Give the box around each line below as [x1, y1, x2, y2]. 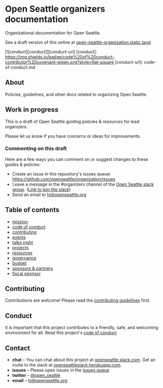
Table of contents [5, 206, 59, 214]
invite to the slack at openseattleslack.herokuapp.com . [12, 362, 122, 368]
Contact [5, 344, 30, 352]
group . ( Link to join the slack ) [12, 186, 71, 192]
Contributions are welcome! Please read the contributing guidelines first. [5, 297, 151, 303]
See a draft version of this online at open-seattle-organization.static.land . [5, 39, 152, 45]
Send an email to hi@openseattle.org [12, 192, 87, 197]
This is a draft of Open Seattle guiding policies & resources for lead [5, 118, 140, 124]
